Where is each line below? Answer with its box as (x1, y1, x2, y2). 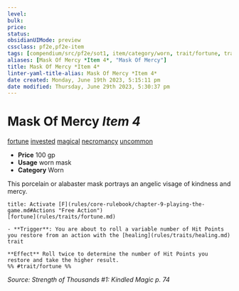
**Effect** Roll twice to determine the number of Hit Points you (7, 251, 208, 258)
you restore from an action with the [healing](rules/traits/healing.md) (7, 232, 231, 239)
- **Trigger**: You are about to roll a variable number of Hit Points (7, 226, 224, 233)
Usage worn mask (17, 158, 72, 167)
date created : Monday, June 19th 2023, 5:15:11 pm (7, 76, 161, 84)
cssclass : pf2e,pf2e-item (7, 43, 84, 50)
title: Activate (7, 201, 55, 208)
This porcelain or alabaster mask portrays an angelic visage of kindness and (7, 180, 231, 188)
